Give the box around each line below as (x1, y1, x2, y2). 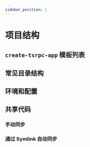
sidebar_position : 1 (5, 7, 47, 12)
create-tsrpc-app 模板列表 (5, 51, 85, 59)
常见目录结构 (5, 69, 44, 77)
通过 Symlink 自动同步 (5, 136, 57, 143)
